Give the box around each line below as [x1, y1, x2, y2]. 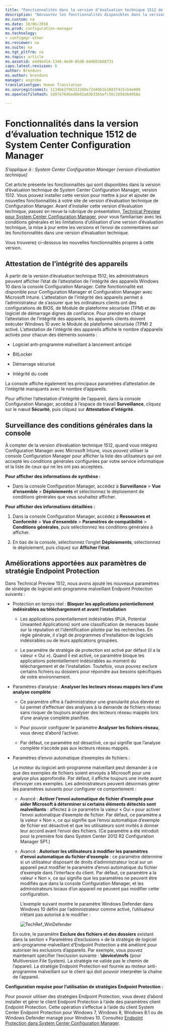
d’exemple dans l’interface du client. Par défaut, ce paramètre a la [20, 869, 157, 875]
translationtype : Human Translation [5, 82, 82, 87]
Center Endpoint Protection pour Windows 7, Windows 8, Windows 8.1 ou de [5, 1009, 163, 1015]
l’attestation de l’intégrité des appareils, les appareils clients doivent [5, 316, 146, 322]
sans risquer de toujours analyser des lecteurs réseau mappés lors [20, 709, 158, 715]
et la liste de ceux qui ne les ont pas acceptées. [5, 463, 104, 469]
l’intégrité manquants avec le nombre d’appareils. [5, 386, 107, 392]
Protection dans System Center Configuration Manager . [5, 1020, 120, 1026]
